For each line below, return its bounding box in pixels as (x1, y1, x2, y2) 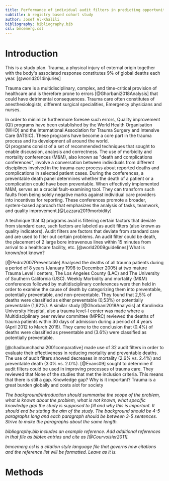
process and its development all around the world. (5, 138, 109, 144)
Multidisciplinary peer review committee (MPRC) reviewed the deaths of (5, 313, 154, 319)
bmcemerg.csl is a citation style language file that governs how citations (5, 444, 156, 450)
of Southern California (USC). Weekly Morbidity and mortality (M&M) (5, 276, 147, 282)
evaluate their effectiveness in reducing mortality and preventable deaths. (5, 350, 158, 356)
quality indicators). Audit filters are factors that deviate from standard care (5, 228, 159, 234)
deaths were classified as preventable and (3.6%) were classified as (5, 329, 147, 335)
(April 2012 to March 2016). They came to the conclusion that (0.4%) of (5, 324, 153, 330)
